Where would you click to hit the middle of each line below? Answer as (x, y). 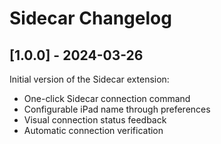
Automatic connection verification (93, 130)
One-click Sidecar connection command (107, 98)
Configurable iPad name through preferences (117, 109)
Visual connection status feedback (95, 120)
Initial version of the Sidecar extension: (89, 79)
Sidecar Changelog (90, 18)
